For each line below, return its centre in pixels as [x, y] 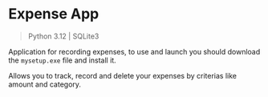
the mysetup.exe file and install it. [62, 60]
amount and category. [45, 84]
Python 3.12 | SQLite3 [63, 36]
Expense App [54, 14]
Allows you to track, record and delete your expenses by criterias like [122, 75]
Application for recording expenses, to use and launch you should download [134, 51]
